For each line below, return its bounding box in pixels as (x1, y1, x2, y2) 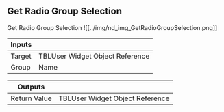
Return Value (10, 94, 52, 103)
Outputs (17, 82, 45, 92)
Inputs (10, 40, 32, 49)
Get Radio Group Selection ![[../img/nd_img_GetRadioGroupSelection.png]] (7, 23, 218, 31)
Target (10, 51, 32, 61)
